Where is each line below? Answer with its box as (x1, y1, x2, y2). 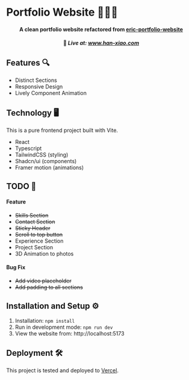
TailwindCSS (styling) (14, 151, 69, 158)
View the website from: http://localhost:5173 (14, 329, 125, 337)
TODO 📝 (6, 181, 37, 192)
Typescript (14, 145, 42, 152)
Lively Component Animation (14, 90, 87, 97)
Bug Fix (6, 264, 26, 271)
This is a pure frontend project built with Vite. (6, 126, 119, 134)
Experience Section (14, 237, 64, 245)
